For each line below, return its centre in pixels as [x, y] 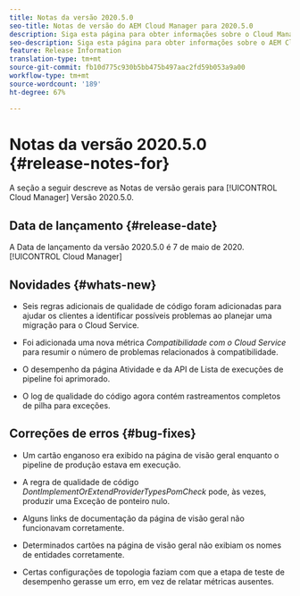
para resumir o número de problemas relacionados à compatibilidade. [150, 352]
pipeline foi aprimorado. [66, 379]
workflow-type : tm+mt [50, 76]
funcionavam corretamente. [73, 527]
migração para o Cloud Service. [81, 325]
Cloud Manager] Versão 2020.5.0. [71, 197]
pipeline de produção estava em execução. [101, 465]
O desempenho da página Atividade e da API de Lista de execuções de [153, 369]
